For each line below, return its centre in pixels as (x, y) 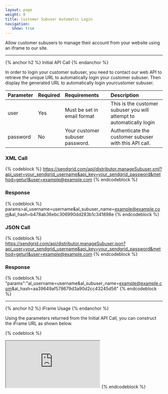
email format (79, 116)
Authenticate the (130, 131)
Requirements (82, 95)
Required (49, 95)
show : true (23, 29)
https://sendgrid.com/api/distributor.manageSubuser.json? (65, 244)
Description (125, 95)
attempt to (123, 116)
